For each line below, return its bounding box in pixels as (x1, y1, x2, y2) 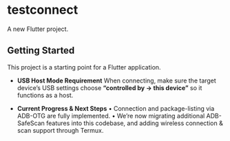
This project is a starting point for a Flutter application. (7, 63, 161, 71)
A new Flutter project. (7, 25, 69, 33)
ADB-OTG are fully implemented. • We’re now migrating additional (17, 111, 205, 120)
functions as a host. (17, 91, 74, 99)
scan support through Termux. (17, 126, 104, 134)
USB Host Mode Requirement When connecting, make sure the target (17, 76, 217, 85)
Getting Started (7, 45, 75, 56)
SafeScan (17, 119, 45, 127)
